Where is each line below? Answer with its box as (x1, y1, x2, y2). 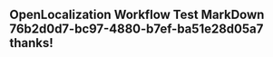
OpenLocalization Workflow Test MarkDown (9, 7, 265, 23)
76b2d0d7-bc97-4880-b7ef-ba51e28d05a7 (9, 22, 264, 37)
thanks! (9, 35, 54, 51)
